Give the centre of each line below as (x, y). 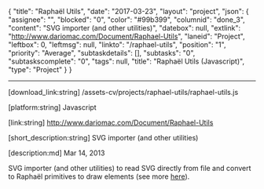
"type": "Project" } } (40, 69)
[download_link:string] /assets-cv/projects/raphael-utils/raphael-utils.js (123, 92)
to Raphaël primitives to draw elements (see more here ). (99, 176)
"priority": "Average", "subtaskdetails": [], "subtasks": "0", (102, 53)
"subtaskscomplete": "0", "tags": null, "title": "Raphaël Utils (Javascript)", (126, 61)
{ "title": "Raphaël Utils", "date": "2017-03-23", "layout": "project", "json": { (128, 11)
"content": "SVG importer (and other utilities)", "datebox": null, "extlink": (125, 28)
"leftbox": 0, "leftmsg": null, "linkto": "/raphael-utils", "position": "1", (117, 45)
